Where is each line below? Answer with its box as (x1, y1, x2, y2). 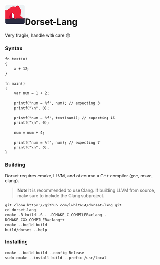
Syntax (5, 45, 23, 52)
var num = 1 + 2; (14, 91, 50, 96)
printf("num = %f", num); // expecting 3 (14, 101, 100, 106)
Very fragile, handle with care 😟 (5, 32, 71, 38)
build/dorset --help (5, 227, 48, 232)
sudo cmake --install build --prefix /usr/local (5, 255, 107, 260)
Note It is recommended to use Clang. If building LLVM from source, (17, 187, 156, 193)
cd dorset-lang (5, 207, 36, 212)
